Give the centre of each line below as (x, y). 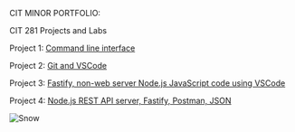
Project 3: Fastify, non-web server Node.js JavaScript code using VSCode (147, 83)
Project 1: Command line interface (72, 48)
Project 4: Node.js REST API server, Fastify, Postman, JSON (121, 100)
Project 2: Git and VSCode (58, 66)
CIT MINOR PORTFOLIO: (55, 13)
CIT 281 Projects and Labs (58, 30)
